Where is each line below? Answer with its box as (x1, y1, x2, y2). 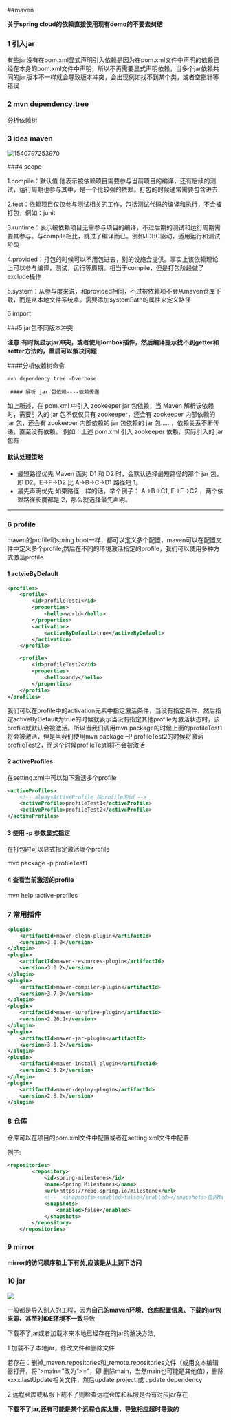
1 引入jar (7, 39, 36, 48)
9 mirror (7, 1242, 35, 1252)
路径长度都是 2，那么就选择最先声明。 (23, 495, 132, 504)
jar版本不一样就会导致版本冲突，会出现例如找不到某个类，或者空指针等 (19, 73, 219, 81)
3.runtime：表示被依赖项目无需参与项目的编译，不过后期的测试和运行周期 (7, 223, 215, 231)
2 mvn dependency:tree (7, 99, 89, 109)
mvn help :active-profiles (7, 892, 78, 900)
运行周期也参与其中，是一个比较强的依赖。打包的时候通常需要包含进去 (19, 185, 218, 194)
